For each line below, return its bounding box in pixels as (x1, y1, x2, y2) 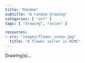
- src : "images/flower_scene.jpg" (5, 34, 77, 39)
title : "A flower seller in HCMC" (9, 39, 81, 44)
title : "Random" (5, 7, 39, 12)
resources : (5, 30, 28, 35)
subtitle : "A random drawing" (5, 12, 68, 17)
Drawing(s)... (5, 52, 32, 58)
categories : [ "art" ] (5, 16, 52, 21)
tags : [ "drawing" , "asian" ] (5, 21, 68, 26)
